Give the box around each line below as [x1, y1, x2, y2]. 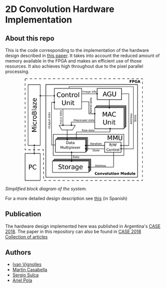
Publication [5, 210, 41, 218]
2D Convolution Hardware [5, 3, 115, 15]
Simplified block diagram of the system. [5, 185, 87, 191]
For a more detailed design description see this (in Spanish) [5, 195, 128, 201]
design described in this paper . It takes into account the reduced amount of [5, 52, 160, 58]
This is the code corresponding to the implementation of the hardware [5, 47, 150, 53]
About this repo [5, 34, 55, 42]
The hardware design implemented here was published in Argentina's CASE [5, 223, 161, 229]
